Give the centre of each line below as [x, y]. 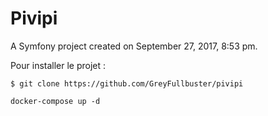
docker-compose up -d [55, 101]
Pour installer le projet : [58, 65]
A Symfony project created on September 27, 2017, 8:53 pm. [134, 46]
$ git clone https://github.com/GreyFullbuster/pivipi [127, 83]
